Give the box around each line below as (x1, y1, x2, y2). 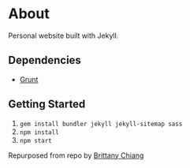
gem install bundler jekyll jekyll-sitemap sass (19, 120, 183, 128)
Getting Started (8, 98, 86, 111)
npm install (19, 128, 59, 136)
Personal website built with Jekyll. (8, 31, 119, 40)
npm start (19, 136, 53, 144)
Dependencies (8, 54, 81, 67)
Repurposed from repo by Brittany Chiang (8, 151, 144, 160)
